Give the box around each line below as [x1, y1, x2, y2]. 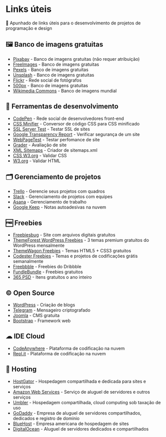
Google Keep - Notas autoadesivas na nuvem [12, 204, 107, 210]
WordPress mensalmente [12, 242, 65, 248]
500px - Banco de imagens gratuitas [12, 82, 89, 88]
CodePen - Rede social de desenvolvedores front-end [12, 115, 124, 121]
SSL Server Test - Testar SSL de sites [12, 126, 90, 132]
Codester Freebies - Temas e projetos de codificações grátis [12, 253, 138, 259]
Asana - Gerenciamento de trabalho [12, 199, 87, 205]
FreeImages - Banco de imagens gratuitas [12, 61, 99, 67]
